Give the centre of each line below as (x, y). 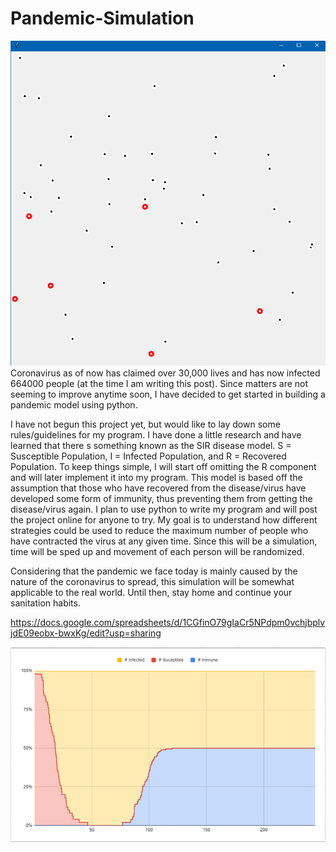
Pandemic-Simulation (102, 18)
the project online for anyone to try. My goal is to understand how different (164, 519)
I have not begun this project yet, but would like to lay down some (145, 424)
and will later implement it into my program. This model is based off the (156, 477)
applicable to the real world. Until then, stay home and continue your (151, 592)
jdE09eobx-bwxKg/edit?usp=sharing (86, 633)
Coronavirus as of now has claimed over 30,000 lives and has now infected (165, 373)
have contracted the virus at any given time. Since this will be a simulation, (164, 541)
